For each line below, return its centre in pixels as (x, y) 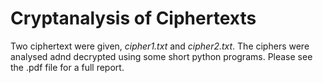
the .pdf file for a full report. (67, 67)
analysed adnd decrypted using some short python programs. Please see (161, 56)
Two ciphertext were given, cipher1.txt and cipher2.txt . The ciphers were (160, 46)
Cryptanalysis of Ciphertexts (133, 18)
